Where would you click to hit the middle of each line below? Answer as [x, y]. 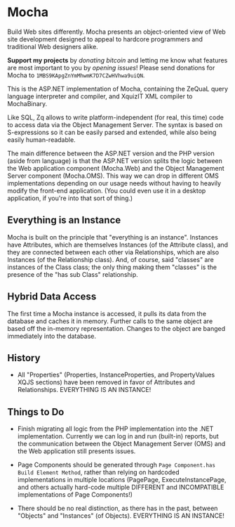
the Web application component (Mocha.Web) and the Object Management [116, 168]
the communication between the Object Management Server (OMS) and [121, 444]
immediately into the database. [52, 336]
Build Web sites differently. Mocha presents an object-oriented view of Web [116, 32]
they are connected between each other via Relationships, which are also [113, 252]
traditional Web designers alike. [53, 46]
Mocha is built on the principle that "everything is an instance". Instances [113, 237]
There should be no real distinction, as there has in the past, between [117, 508]
